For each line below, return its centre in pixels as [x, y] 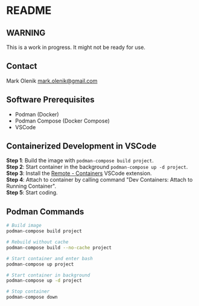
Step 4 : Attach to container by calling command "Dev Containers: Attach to [99, 180]
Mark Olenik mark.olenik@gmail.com [52, 81]
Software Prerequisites [50, 100]
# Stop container [28, 292]
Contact [22, 66]
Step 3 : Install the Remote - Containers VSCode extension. [79, 173]
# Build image [24, 226]
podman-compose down [32, 297]
